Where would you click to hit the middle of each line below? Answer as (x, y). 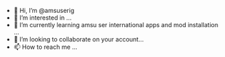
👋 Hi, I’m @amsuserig (44, 11)
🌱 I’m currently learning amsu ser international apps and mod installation (116, 25)
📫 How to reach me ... (45, 47)
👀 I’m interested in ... (43, 18)
